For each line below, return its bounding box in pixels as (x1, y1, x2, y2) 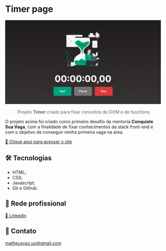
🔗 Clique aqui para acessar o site (5, 139, 73, 145)
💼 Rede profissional (5, 200, 66, 208)
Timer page (5, 3, 53, 15)
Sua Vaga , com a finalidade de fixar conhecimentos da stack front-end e (5, 124, 153, 130)
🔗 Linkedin (5, 212, 27, 218)
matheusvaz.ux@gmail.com (5, 240, 62, 246)
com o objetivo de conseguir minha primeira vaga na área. (5, 129, 124, 135)
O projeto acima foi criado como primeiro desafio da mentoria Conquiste (5, 119, 154, 125)
